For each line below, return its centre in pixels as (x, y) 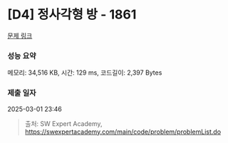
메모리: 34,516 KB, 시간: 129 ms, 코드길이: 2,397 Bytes (85, 73)
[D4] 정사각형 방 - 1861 (72, 15)
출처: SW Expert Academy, (63, 123)
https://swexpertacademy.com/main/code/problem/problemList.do (123, 132)
